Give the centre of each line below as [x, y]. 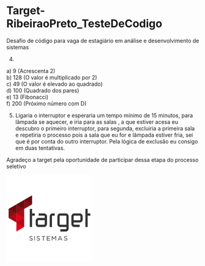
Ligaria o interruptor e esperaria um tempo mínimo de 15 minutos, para [104, 115]
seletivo [16, 166]
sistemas [18, 47]
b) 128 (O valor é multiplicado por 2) [52, 77]
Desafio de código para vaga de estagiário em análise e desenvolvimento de [103, 40]
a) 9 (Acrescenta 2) [31, 70]
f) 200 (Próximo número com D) [47, 103]
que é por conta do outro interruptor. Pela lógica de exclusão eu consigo [106, 141]
